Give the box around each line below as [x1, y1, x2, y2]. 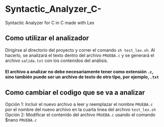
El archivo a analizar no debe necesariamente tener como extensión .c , [5, 69, 154, 75]
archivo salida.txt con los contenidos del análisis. [5, 58, 108, 63]
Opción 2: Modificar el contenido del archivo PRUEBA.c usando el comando [5, 112, 156, 118]
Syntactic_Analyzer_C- [5, 3, 102, 15]
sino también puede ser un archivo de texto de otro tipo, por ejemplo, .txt [5, 74, 159, 80]
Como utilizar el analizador [5, 34, 89, 42]
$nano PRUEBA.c [5, 117, 37, 123]
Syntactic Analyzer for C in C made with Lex [5, 20, 95, 26]
